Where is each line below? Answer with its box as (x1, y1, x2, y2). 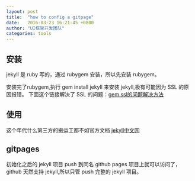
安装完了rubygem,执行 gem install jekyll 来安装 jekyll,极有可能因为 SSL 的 (6, 83, 184, 90)
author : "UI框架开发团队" (6, 25, 65, 31)
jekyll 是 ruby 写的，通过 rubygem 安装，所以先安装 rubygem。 (6, 70, 160, 77)
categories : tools (6, 31, 52, 37)
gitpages (6, 144, 40, 154)
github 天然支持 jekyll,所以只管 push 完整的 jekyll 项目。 (6, 168, 142, 175)
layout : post (6, 8, 39, 15)
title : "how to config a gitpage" (6, 14, 94, 20)
